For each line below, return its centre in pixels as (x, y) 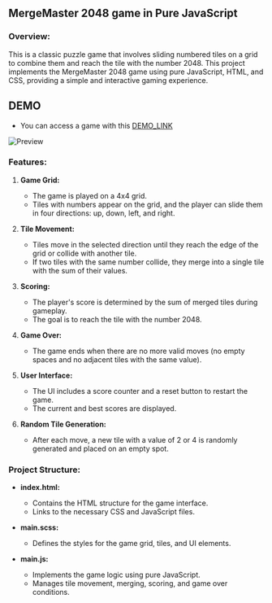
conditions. (51, 592)
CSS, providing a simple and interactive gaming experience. (108, 80)
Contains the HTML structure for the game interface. (120, 503)
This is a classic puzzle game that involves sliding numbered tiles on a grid (133, 54)
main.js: (34, 559)
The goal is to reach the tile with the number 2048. (117, 319)
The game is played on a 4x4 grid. (90, 195)
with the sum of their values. (80, 270)
